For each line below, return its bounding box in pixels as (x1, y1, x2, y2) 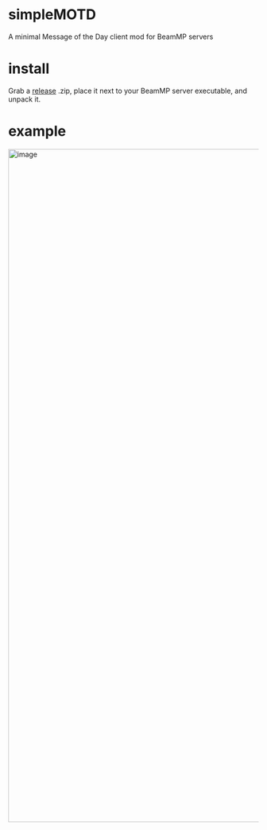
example (8, 122, 67, 141)
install (8, 60, 50, 78)
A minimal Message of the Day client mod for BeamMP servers (8, 32, 214, 41)
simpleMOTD (8, 6, 97, 24)
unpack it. (8, 94, 41, 104)
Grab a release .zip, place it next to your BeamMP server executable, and (8, 86, 248, 95)
